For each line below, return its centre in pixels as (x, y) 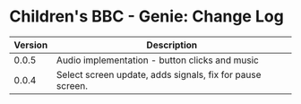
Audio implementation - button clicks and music (158, 60)
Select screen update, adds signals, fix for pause (159, 74)
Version (31, 45)
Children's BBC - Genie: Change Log (146, 17)
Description (172, 45)
